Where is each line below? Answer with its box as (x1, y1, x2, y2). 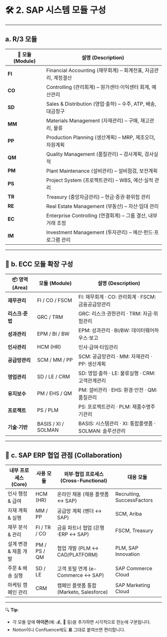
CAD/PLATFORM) (57, 552, 98, 559)
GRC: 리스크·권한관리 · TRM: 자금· (78, 310, 154, 317)
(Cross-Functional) (60, 477, 107, 484)
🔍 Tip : (5, 607, 19, 613)
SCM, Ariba (115, 510, 142, 517)
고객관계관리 (78, 377, 106, 384)
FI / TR (35, 524, 51, 531)
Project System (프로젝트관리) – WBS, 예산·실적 (46, 177, 154, 184)
